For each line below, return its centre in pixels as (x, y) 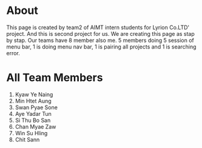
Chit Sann (27, 140)
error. (13, 53)
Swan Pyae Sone (36, 107)
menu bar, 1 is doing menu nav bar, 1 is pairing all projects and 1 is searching (101, 47)
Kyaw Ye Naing (34, 94)
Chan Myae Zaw (35, 126)
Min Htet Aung (33, 101)
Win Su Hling (31, 133)
